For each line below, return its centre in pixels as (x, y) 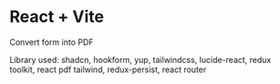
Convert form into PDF (52, 42)
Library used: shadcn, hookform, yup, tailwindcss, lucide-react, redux (140, 59)
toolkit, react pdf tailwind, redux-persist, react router (108, 69)
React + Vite (57, 17)
